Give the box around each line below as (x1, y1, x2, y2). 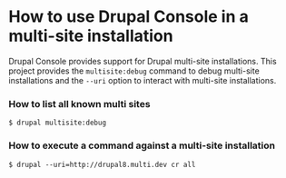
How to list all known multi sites (8, 97, 151, 110)
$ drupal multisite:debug (8, 118, 106, 128)
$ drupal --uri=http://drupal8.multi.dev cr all (8, 160, 196, 169)
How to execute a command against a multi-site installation (8, 139, 276, 152)
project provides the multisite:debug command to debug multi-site (8, 65, 260, 76)
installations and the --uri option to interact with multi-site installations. (8, 74, 277, 85)
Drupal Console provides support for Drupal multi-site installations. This (8, 55, 278, 66)
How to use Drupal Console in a (8, 6, 249, 27)
